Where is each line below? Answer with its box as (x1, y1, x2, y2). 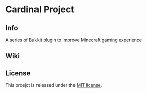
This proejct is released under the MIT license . (5, 82, 102, 88)
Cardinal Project (5, 4, 75, 15)
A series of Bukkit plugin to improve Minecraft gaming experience (5, 37, 142, 43)
